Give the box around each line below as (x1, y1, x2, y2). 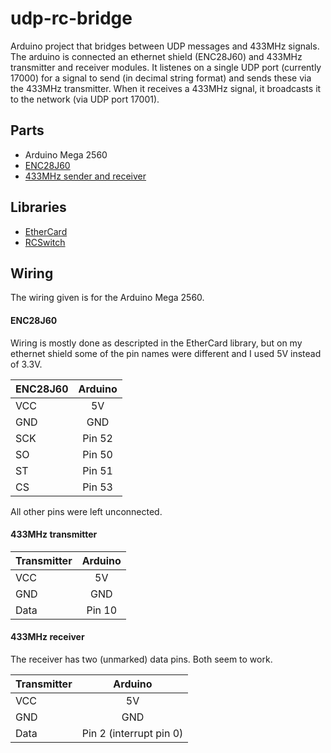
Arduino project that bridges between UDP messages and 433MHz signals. (10, 40, 320, 52)
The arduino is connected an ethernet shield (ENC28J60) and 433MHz (10, 50, 303, 62)
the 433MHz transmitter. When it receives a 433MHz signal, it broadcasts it (10, 82, 322, 94)
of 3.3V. (10, 358, 43, 370)
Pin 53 (82, 480, 113, 494)
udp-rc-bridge (10, 7, 133, 30)
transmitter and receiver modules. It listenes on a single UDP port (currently (10, 61, 322, 73)
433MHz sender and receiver (24, 170, 147, 182)
